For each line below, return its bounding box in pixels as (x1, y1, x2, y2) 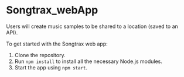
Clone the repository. (14, 51, 66, 58)
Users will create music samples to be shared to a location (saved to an (6, 23, 179, 30)
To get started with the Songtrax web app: (6, 40, 108, 47)
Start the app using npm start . (14, 64, 88, 71)
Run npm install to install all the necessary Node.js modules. (14, 58, 163, 65)
